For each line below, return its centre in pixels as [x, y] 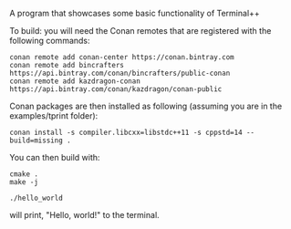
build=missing [36, 141]
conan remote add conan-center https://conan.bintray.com [122, 57]
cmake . [24, 174]
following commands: [50, 41]
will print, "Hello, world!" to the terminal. [84, 215]
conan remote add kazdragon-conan [75, 81]
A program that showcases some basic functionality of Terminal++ [135, 13]
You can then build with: [55, 157]
